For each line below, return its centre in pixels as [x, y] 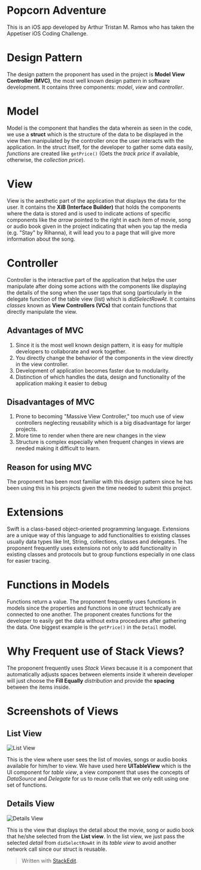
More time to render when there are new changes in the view [91, 436]
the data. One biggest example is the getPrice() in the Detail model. [92, 627]
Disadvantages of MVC [51, 402]
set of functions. [27, 785]
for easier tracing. [29, 561]
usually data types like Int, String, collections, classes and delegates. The [97, 542]
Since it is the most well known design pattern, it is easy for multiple [99, 345]
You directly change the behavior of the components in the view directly [104, 358]
